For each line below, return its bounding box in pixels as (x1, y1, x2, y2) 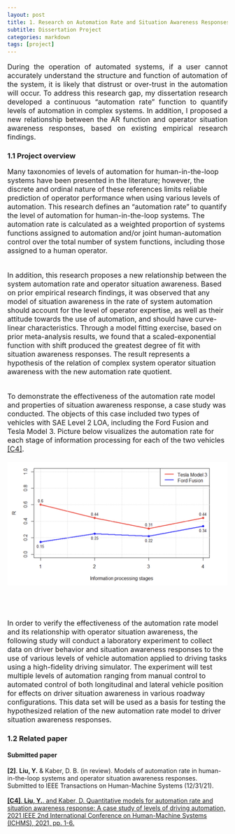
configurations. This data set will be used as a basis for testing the (7, 697, 226, 707)
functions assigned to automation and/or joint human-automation (7, 228, 222, 238)
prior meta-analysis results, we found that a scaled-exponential (7, 332, 216, 342)
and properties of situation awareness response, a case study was (7, 400, 226, 410)
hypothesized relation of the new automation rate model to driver (7, 706, 222, 715)
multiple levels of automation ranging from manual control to (7, 670, 206, 680)
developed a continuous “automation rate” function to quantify (7, 97, 228, 107)
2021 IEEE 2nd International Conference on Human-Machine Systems (7, 812, 208, 820)
